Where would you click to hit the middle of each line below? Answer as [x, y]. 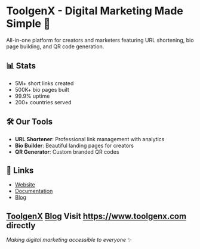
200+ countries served [43, 102]
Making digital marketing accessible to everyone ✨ [69, 240]
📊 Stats [21, 66]
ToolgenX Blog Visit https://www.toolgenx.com [96, 216]
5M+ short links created [44, 83]
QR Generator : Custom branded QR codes [67, 152]
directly [21, 225]
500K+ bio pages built [42, 89]
